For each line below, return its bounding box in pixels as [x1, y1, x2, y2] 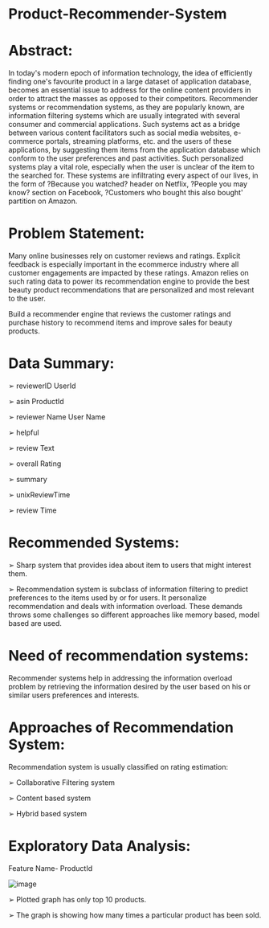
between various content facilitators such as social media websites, [8, 128, 233, 137]
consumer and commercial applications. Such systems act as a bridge [8, 120, 241, 129]
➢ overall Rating [8, 459, 62, 468]
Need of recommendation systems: [8, 647, 249, 665]
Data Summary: [8, 354, 115, 373]
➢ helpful [8, 427, 39, 437]
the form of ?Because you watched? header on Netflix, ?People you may [8, 179, 247, 189]
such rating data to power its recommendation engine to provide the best [8, 276, 251, 286]
